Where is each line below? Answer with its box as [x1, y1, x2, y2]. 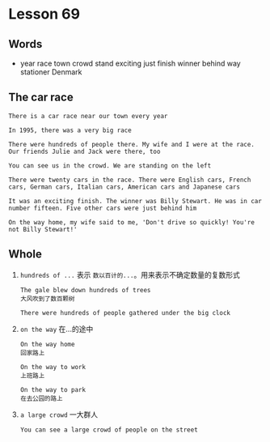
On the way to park [19, 385, 86, 393]
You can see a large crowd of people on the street [19, 426, 198, 434]
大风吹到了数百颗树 [19, 295, 75, 303]
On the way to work [19, 363, 86, 371]
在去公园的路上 [19, 394, 63, 402]
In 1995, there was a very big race [8, 126, 132, 134]
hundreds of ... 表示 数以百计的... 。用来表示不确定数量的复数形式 [19, 270, 240, 279]
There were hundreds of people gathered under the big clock [19, 308, 231, 317]
